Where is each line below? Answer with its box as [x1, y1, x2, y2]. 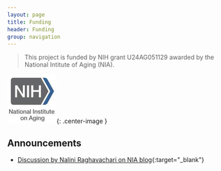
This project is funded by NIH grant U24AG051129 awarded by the [24, 53, 215, 62]
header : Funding [7, 26, 54, 33]
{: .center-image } [56, 117, 108, 125]
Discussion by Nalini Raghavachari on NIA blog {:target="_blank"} [17, 156, 204, 164]
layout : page [7, 11, 45, 18]
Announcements [7, 137, 82, 149]
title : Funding [7, 18, 52, 26]
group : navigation [7, 33, 61, 40]
